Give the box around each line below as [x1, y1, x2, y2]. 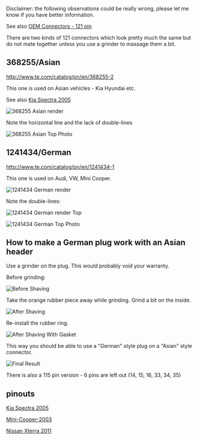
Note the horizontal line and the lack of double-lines [6, 119, 133, 126]
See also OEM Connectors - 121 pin [6, 23, 92, 30]
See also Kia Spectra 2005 [6, 96, 71, 103]
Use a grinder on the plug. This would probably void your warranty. [6, 262, 170, 269]
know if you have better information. [6, 11, 95, 18]
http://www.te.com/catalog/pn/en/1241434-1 [6, 163, 115, 170]
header [6, 247, 34, 257]
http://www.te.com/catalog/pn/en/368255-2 [6, 73, 114, 80]
